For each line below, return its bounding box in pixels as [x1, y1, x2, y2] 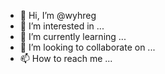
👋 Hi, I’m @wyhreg [19, 10, 97, 21]
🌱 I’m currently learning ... [19, 31, 127, 42]
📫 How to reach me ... [19, 53, 113, 64]
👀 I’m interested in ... [19, 20, 105, 32]
